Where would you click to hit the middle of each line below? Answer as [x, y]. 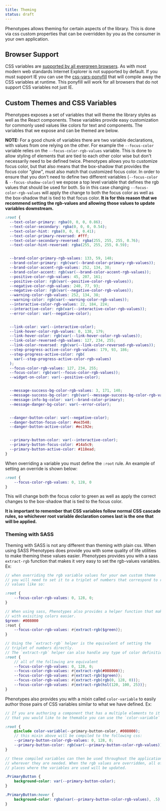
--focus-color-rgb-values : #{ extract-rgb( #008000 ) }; [69, 671]
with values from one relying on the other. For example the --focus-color [80, 145]
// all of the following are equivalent [56, 662]
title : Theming [21, 10]
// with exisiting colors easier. [41, 616]
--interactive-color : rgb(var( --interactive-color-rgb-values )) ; [78, 309]
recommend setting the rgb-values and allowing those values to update [80, 203]
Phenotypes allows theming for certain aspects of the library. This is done [80, 28]
